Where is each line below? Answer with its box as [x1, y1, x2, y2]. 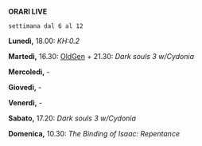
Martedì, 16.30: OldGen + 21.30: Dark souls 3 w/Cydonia [8, 52, 195, 61]
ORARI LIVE [8, 7, 48, 16]
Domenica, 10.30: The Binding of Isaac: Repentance [8, 129, 181, 138]
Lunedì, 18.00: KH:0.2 [8, 36, 80, 45]
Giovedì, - [8, 83, 42, 92]
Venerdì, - [8, 98, 43, 107]
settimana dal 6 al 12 [8, 22, 84, 30]
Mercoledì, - [8, 67, 50, 77]
